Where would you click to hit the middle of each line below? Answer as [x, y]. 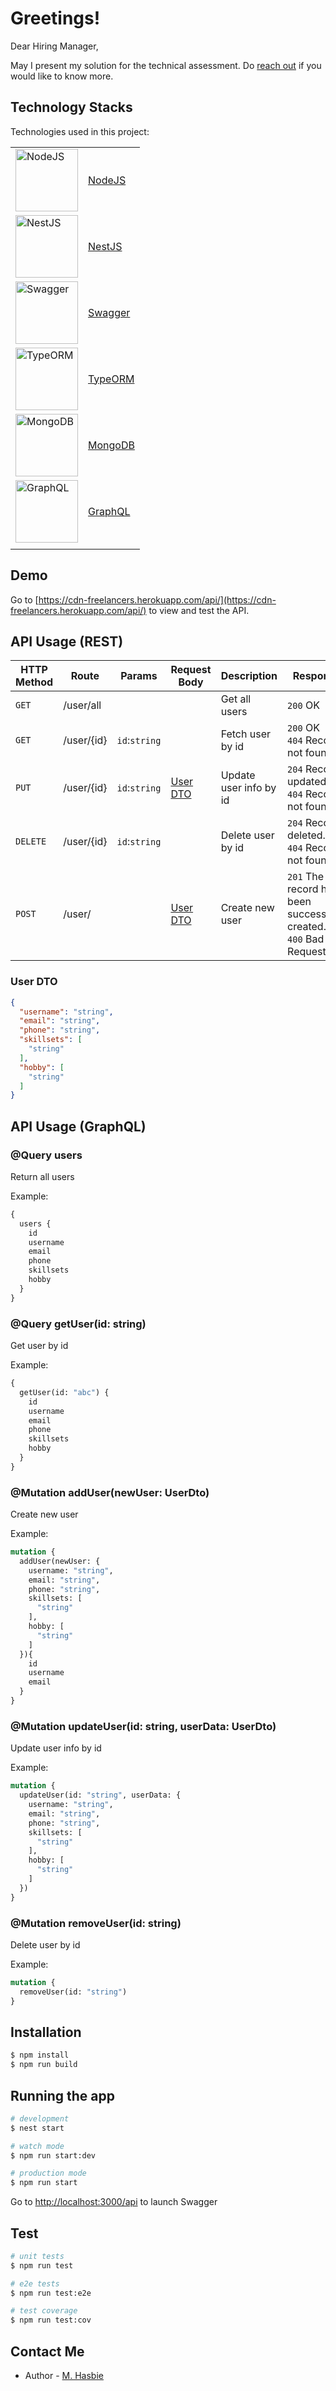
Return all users [42, 1176]
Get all [236, 699]
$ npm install [40, 2055]
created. [307, 927]
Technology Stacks [71, 107]
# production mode [48, 2173]
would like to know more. [62, 76]
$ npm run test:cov [51, 2320]
